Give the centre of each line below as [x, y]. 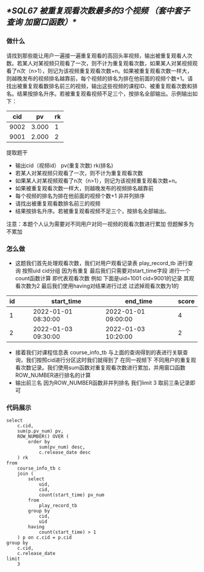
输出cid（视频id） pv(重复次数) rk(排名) [64, 165]
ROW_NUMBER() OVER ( [43, 436]
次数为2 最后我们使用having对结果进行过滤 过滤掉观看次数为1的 [100, 286]
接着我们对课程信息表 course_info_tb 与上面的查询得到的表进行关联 [99, 352]
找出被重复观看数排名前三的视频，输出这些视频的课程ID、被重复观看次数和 [99, 86]
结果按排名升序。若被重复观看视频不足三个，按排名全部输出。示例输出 [104, 94]
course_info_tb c [39, 469]
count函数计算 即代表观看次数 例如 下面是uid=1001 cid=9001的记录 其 [102, 278]
